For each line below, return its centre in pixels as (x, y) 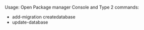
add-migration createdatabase (44, 17)
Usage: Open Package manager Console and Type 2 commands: (72, 7)
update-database (30, 22)
